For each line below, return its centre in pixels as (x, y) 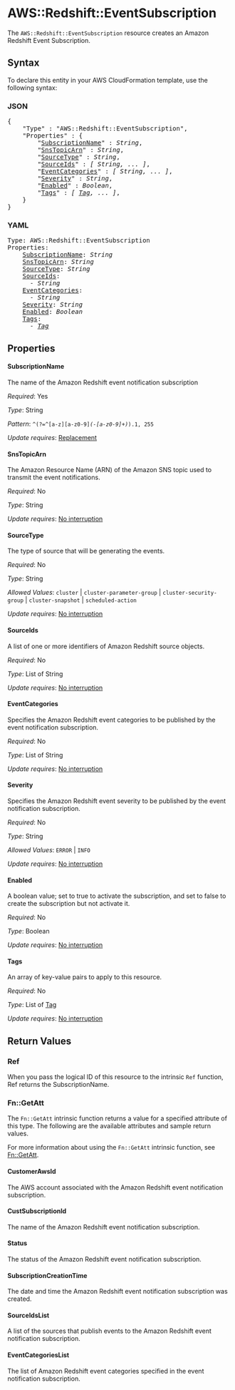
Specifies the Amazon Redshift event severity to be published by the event (117, 801)
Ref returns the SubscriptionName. (58, 1085)
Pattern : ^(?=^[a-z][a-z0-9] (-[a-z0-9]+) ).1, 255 (81, 424)
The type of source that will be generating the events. (86, 551)
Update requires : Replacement (52, 437)
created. (20, 1299)
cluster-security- (190, 593)
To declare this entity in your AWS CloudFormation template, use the (108, 80)
